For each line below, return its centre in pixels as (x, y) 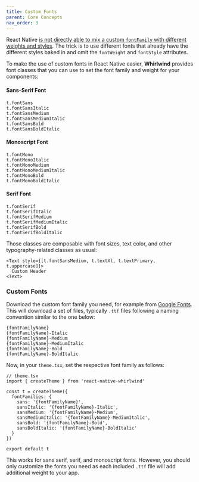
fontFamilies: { (32, 397)
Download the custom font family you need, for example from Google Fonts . (99, 304)
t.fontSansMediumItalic (36, 119)
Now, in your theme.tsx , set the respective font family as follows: (85, 365)
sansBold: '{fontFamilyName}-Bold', (63, 423)
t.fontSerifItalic (29, 212)
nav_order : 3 (22, 23)
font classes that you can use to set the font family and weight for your (93, 70)
